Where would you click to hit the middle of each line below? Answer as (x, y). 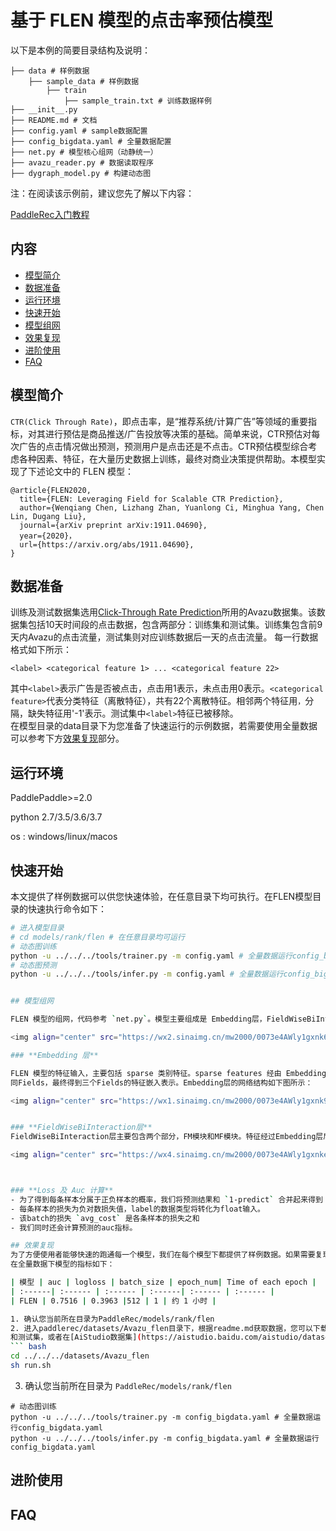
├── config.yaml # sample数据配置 (79, 131)
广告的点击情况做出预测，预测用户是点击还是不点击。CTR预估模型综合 (163, 446)
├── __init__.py (44, 109)
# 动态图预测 (33, 965)
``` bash (28, 1347)
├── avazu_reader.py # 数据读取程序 (82, 162)
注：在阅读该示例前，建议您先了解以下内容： (102, 193)
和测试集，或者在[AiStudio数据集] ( (76, 1337)
